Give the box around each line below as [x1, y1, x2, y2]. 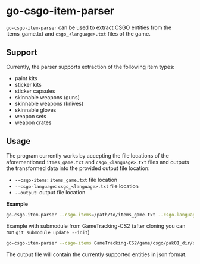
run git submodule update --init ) [6, 229, 90, 236]
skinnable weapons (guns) [14, 93, 80, 100]
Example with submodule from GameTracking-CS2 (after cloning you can [6, 222, 186, 230]
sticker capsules [14, 87, 55, 95]
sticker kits [14, 81, 42, 88]
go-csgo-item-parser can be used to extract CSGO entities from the [6, 24, 171, 31]
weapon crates [14, 119, 52, 126]
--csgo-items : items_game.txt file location [14, 176, 118, 183]
